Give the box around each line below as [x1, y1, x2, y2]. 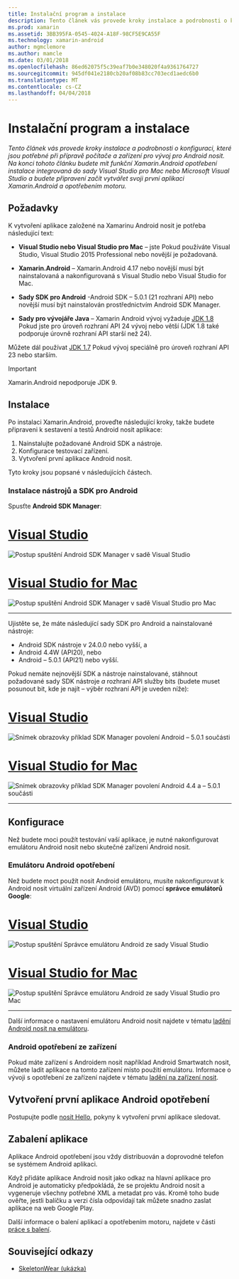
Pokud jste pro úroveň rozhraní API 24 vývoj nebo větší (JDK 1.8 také [18, 322, 219, 330]
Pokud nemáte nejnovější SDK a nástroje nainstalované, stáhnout [8, 669, 198, 678]
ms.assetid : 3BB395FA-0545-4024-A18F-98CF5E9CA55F [8, 30, 161, 38]
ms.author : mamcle [8, 51, 62, 58]
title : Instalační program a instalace [8, 10, 126, 18]
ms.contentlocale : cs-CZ [8, 83, 82, 90]
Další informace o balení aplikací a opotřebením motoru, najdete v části [8, 1217, 216, 1226]
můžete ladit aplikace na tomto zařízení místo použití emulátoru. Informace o [8, 1066, 231, 1074]
